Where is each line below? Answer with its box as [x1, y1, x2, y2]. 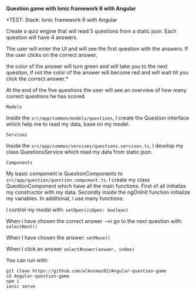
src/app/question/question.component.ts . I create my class [6, 176, 150, 183]
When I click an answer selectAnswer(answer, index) [6, 245, 135, 252]
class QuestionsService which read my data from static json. [6, 149, 153, 155]
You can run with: [6, 257, 49, 264]
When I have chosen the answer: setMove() [6, 234, 110, 241]
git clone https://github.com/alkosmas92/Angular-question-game [6, 268, 167, 274]
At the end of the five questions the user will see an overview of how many [6, 87, 187, 93]
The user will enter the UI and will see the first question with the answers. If [6, 45, 188, 52]
